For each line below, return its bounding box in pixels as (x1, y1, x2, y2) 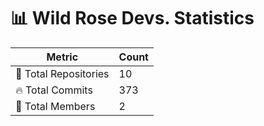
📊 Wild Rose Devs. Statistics (10, 7, 255, 30)
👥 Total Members (15, 99, 96, 113)
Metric (46, 50, 79, 64)
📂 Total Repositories (15, 66, 110, 80)
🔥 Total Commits (15, 83, 93, 97)
